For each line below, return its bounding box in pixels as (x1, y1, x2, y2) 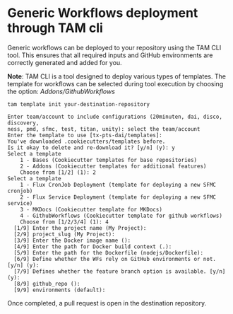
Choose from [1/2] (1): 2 (20, 168, 97, 176)
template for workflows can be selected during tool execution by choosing (7, 79, 224, 88)
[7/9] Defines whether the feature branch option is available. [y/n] (13, 267, 226, 275)
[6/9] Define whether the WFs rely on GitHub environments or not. (13, 255, 217, 262)
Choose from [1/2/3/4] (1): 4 (20, 218, 109, 226)
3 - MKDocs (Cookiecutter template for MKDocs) (20, 206, 162, 213)
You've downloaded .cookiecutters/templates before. (7, 138, 166, 145)
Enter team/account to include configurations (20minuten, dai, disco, (7, 113, 222, 120)
